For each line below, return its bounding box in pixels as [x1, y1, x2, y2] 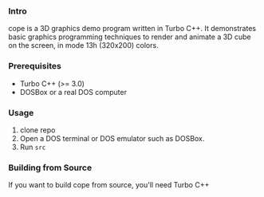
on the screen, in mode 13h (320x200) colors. [8, 41, 159, 50]
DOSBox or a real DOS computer [19, 87, 128, 97]
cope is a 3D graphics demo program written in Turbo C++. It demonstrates [8, 24, 257, 33]
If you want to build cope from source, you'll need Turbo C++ [8, 180, 210, 190]
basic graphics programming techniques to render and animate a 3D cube [8, 32, 251, 41]
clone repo [19, 125, 56, 135]
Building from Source [8, 162, 93, 173]
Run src [19, 142, 46, 152]
